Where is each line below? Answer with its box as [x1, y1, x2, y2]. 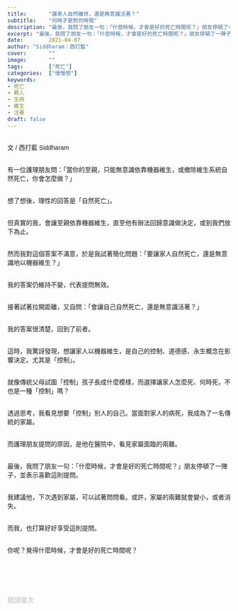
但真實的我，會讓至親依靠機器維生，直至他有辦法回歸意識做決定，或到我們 [7, 219, 225, 227]
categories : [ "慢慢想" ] [7, 69, 78, 76]
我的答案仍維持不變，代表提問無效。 [7, 280, 113, 289]
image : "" [7, 57, 55, 64]
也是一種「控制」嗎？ [7, 387, 69, 395]
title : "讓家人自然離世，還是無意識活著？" [7, 10, 140, 18]
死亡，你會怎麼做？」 [13, 174, 76, 183]
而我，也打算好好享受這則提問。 [7, 524, 101, 532]
